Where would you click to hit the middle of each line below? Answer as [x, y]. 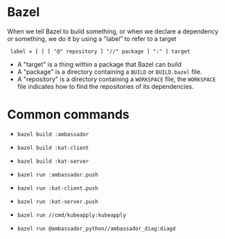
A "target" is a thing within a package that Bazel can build [99, 64]
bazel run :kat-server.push [57, 201]
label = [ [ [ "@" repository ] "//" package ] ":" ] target [100, 51]
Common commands [68, 115]
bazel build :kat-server [53, 161]
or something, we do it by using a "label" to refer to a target [92, 38]
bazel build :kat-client [53, 148]
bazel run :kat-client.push [57, 188]
